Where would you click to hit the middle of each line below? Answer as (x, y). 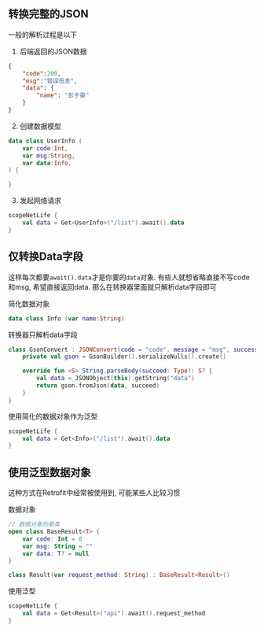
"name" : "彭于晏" (63, 96)
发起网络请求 (40, 201)
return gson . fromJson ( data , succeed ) (98, 386)
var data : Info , (47, 163)
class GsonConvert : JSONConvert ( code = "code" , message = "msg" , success (133, 349)
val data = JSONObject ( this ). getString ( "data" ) (115, 379)
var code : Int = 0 (52, 539)
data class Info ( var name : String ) (66, 318)
